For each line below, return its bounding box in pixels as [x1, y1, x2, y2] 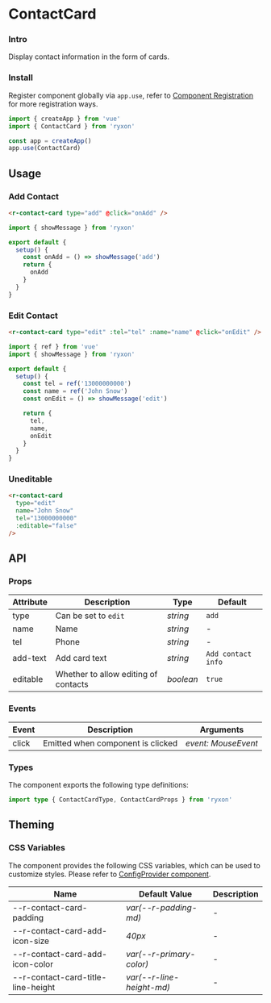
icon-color [12, 958, 54, 969]
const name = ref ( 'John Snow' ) [23, 387, 128, 395]
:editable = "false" [15, 521, 78, 529]
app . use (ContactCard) [8, 144, 81, 153]
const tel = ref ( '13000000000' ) [23, 380, 131, 388]
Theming [8, 818, 55, 832]
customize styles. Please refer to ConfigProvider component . [8, 869, 211, 879]
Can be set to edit [55, 610, 125, 621]
